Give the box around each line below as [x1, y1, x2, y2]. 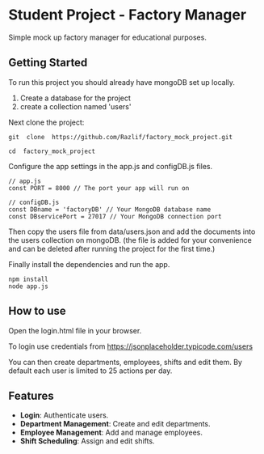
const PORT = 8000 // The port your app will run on [8, 184, 190, 192]
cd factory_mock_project [8, 147, 95, 155]
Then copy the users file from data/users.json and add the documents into [8, 227, 256, 236]
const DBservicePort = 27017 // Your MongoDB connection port [8, 212, 222, 220]
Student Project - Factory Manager [8, 6, 247, 24]
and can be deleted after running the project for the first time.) [8, 244, 216, 253]
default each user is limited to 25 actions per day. [8, 366, 173, 376]
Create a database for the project [19, 93, 132, 103]
